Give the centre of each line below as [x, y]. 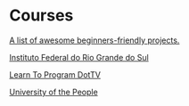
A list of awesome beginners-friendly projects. [94, 40]
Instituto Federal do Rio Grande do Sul [79, 57]
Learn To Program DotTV [55, 74]
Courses [41, 16]
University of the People [53, 92]
